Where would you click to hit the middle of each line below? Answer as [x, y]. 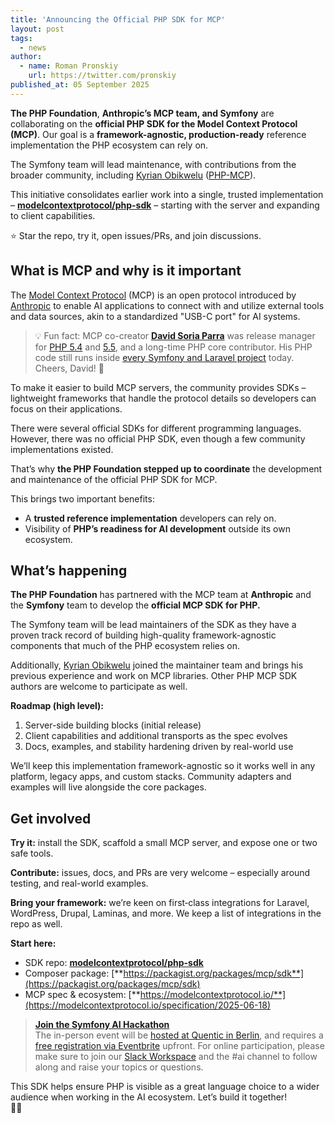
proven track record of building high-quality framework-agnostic [143, 635]
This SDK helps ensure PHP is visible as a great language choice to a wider [165, 1087]
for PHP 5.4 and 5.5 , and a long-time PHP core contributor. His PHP [173, 347]
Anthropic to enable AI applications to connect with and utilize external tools [167, 305]
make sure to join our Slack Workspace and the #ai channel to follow [176, 1057]
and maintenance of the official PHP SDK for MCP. [114, 479]
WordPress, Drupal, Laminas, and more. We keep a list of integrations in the [166, 913]
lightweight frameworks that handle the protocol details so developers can [163, 398]
